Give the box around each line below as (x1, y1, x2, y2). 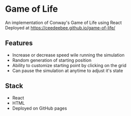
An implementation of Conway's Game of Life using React (5, 20, 122, 25)
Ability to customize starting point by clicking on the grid (12, 62, 127, 68)
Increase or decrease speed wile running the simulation (12, 52, 125, 58)
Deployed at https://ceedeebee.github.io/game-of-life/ (5, 24, 115, 30)
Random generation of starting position (12, 57, 92, 63)
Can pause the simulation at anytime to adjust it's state (12, 68, 124, 73)
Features (5, 39, 33, 47)
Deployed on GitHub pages (12, 105, 67, 111)
